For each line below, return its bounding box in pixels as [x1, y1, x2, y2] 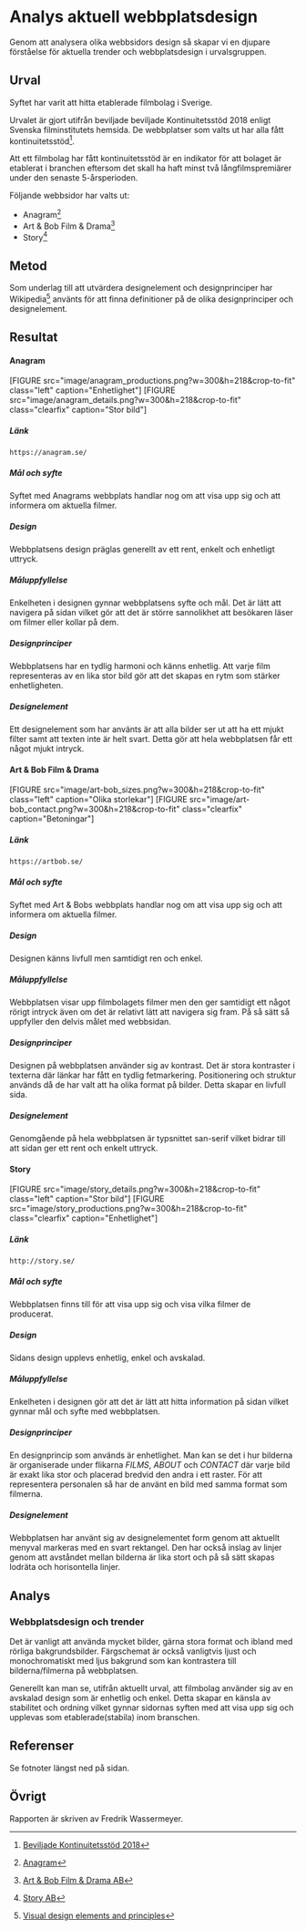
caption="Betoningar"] [9, 813, 95, 824]
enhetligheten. [9, 680, 64, 691]
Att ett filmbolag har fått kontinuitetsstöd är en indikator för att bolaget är [9, 153, 282, 164]
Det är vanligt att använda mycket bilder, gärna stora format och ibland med [9, 1636, 293, 1646]
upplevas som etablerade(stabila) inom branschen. [9, 1711, 200, 1722]
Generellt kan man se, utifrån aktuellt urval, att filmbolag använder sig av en [9, 1682, 293, 1693]
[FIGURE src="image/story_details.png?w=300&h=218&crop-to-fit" [9, 1183, 261, 1195]
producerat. [9, 1308, 54, 1319]
